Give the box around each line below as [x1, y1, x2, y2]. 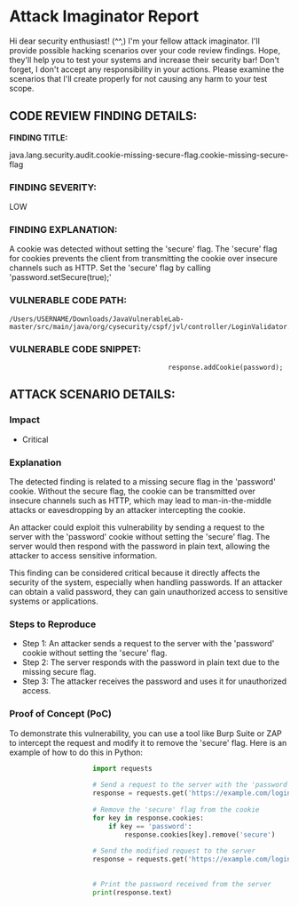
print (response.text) [92, 887, 173, 897]
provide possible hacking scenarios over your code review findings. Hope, [9, 44, 281, 55]
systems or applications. [9, 596, 99, 606]
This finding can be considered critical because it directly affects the [9, 567, 261, 578]
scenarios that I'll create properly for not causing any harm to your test [9, 73, 268, 84]
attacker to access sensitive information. [9, 549, 158, 561]
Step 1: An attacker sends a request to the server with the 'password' [21, 638, 275, 649]
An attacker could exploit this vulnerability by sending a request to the [9, 522, 265, 533]
